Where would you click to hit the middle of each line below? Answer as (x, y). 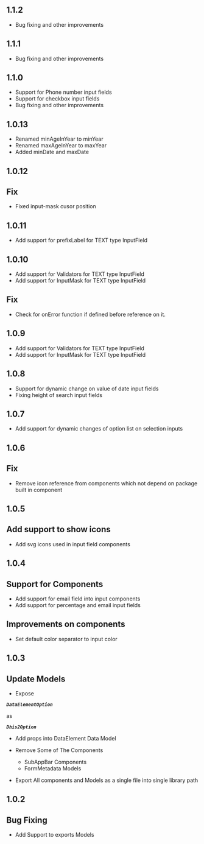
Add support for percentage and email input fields (78, 605)
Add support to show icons (58, 529)
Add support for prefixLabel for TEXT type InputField (81, 241)
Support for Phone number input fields (63, 92)
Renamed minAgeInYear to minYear (59, 139)
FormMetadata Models (53, 768)
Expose (25, 693)
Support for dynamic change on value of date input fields (87, 389)
